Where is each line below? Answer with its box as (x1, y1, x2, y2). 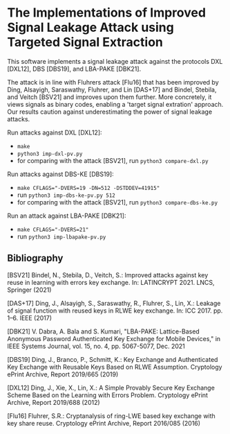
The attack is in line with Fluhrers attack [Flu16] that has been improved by (7, 78, 219, 86)
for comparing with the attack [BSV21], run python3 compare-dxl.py (17, 156, 209, 164)
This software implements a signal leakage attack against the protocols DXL (7, 57, 223, 65)
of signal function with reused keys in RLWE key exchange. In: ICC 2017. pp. (7, 306, 223, 315)
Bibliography (7, 252, 64, 264)
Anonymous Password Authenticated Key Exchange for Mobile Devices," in (7, 334, 221, 342)
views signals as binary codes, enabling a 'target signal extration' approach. (7, 100, 224, 108)
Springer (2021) (7, 286, 52, 294)
